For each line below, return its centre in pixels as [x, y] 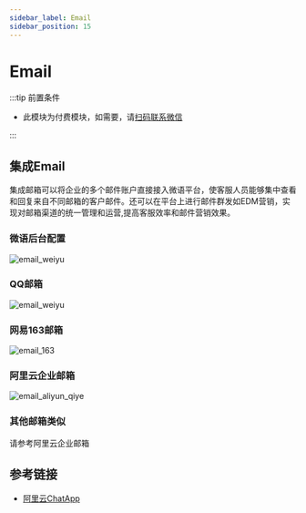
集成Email [37, 166]
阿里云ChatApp [51, 498]
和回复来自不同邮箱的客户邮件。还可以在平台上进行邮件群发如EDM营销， [146, 201]
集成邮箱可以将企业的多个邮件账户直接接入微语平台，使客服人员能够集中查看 [153, 190]
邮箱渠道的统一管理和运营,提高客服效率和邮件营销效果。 [130, 213]
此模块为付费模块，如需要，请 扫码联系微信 [102, 117]
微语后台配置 [38, 239]
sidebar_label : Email [51, 18]
